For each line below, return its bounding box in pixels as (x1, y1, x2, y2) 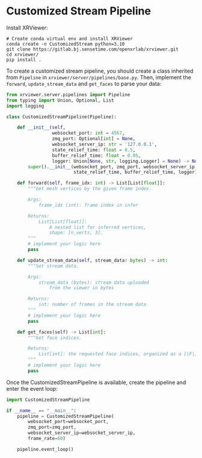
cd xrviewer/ (6, 51, 39, 58)
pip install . (6, 56, 42, 63)
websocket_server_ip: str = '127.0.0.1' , (52, 141, 158, 148)
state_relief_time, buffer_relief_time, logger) (73, 169, 198, 176)
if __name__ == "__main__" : (6, 408, 77, 414)
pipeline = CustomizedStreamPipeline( (17, 413, 114, 419)
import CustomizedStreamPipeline (6, 397, 90, 403)
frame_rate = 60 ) (28, 436, 66, 442)
